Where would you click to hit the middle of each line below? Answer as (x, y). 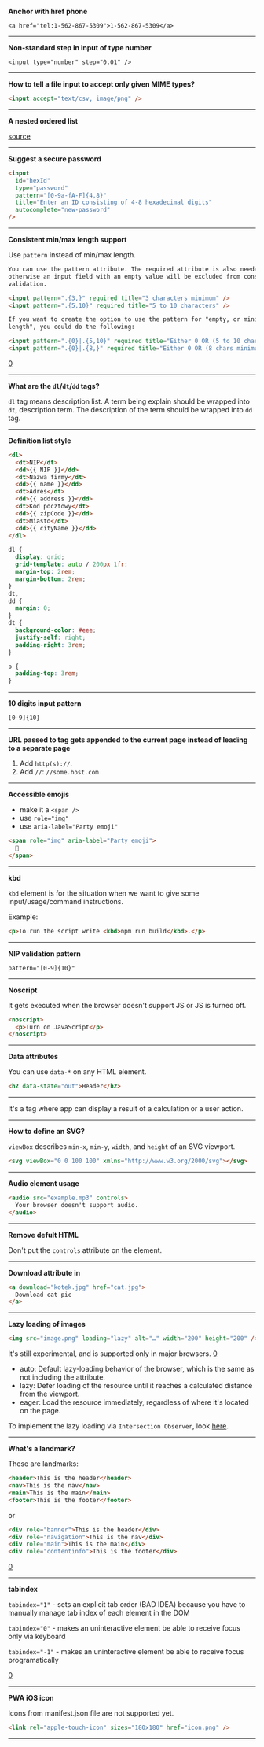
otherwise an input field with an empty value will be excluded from (125, 276)
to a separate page (39, 748)
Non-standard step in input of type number (80, 48)
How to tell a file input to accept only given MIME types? (101, 84)
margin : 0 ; (33, 608)
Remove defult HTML (43, 1235)
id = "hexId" (33, 180)
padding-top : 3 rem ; (47, 674)
